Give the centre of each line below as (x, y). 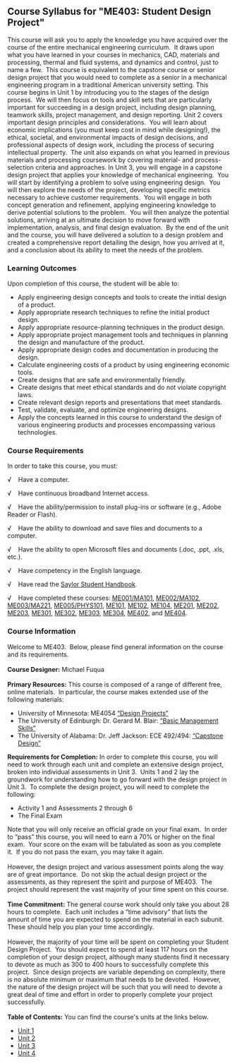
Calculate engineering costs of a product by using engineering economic (123, 365)
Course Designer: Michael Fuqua (56, 669)
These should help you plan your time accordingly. (81, 927)
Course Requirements (45, 451)
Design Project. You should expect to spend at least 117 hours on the (108, 949)
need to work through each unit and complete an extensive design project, (116, 764)
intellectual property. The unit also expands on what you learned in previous (119, 152)
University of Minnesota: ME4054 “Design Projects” (93, 713)
